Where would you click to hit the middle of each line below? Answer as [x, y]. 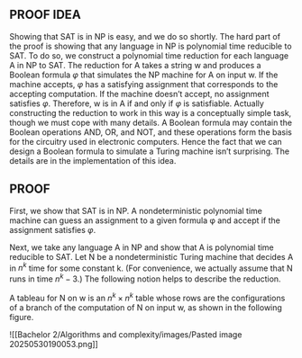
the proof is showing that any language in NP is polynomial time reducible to [151, 46]
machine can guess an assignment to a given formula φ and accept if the [145, 220]
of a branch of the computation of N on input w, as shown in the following [146, 307]
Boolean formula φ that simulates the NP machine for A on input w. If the [144, 75]
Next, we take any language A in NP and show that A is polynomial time [142, 247]
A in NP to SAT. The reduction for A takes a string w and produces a [135, 65]
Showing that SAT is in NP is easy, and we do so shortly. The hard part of [145, 36]
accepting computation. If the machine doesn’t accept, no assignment [139, 94]
